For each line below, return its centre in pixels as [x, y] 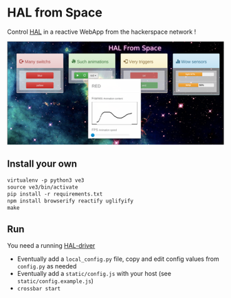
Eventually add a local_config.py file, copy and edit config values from [118, 259]
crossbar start [39, 289]
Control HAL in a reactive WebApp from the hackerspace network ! [102, 32]
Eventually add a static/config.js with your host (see [94, 274]
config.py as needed [47, 266]
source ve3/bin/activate [43, 187]
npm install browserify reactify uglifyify [70, 201]
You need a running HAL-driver [51, 246]
